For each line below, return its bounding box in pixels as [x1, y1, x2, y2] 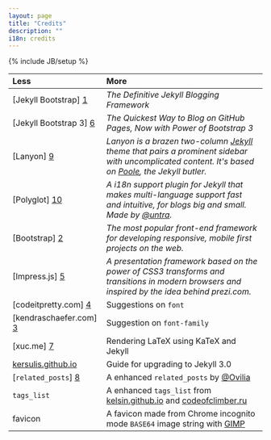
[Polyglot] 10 [12, 195, 63, 206]
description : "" [8, 27, 63, 35]
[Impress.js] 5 [12, 271, 65, 283]
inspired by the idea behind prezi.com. [106, 286, 252, 297]
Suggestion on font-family [106, 317, 210, 329]
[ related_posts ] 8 [12, 372, 81, 383]
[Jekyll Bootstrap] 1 [12, 94, 88, 106]
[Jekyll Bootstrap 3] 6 [12, 118, 95, 129]
